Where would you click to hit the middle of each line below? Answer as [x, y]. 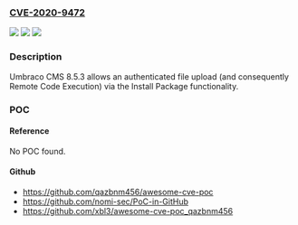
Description [36, 57]
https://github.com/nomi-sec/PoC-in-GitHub [105, 202]
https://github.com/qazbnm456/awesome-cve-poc [118, 192]
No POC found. [38, 151]
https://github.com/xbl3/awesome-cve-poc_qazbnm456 [128, 211]
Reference [29, 131]
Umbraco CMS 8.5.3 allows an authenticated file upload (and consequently [149, 76]
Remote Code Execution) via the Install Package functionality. [124, 86]
